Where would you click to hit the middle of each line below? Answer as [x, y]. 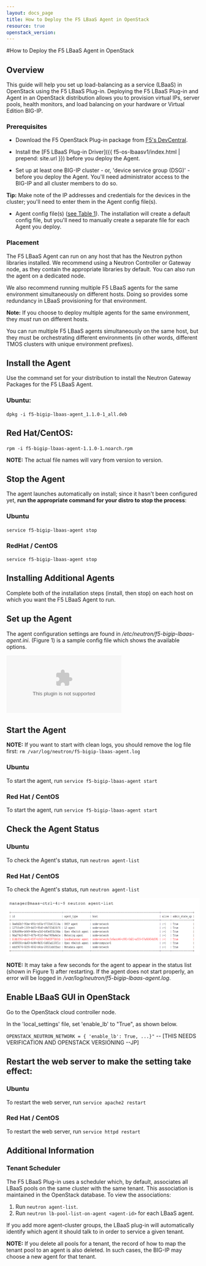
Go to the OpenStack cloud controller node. [61, 1012]
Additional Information [50, 1151]
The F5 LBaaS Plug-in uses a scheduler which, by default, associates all [97, 1181]
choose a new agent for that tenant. [51, 1256]
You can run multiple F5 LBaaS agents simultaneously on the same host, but [102, 331]
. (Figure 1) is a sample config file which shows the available [104, 640]
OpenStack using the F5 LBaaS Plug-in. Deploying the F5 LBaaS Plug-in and [102, 91]
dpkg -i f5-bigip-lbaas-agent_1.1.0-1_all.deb [67, 414]
